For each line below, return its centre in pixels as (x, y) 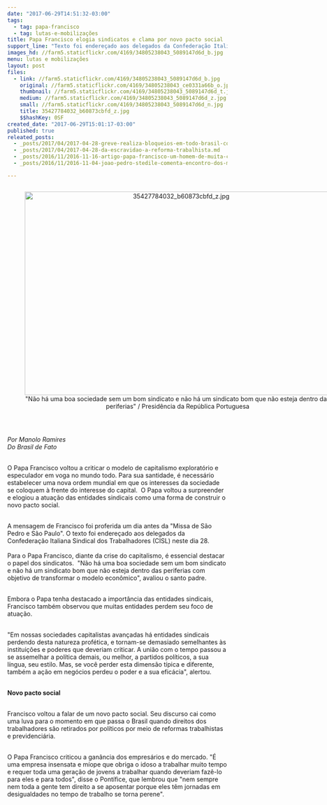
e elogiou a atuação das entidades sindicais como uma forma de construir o (116, 498)
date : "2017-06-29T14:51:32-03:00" (59, 14)
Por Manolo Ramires (37, 439)
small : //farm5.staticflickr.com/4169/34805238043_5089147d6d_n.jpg (122, 105)
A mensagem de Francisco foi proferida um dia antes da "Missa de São (109, 525)
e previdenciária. (31, 736)
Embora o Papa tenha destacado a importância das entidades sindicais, (110, 599)
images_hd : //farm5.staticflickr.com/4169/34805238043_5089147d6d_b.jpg (115, 53)
